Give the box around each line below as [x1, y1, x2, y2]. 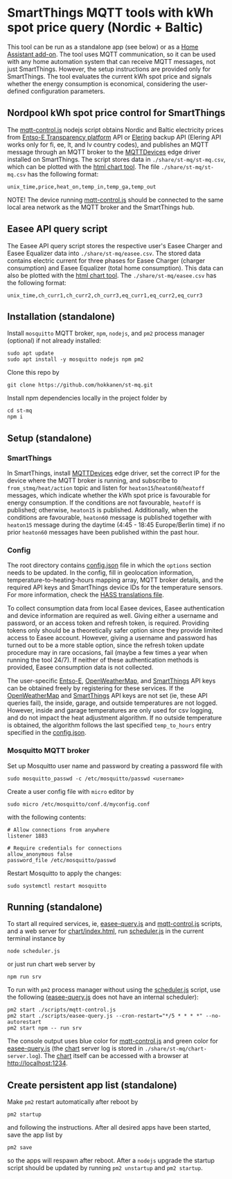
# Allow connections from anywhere [7, 826, 110, 834]
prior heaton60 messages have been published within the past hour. [7, 528, 199, 537]
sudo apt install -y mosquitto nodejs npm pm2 [7, 356, 144, 363]
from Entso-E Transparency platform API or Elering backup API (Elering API [7, 133, 222, 141]
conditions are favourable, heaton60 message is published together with [7, 513, 212, 522]
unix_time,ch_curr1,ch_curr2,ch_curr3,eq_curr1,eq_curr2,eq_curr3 [7, 292, 203, 299]
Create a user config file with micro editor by [7, 787, 134, 795]
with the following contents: [7, 813, 87, 821]
